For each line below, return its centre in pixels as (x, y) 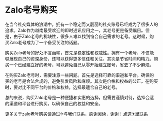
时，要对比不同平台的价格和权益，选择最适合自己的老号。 (62, 87)
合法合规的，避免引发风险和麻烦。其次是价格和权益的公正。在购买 (92, 81)
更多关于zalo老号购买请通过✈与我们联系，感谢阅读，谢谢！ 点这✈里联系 (76, 114)
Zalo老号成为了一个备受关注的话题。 (45, 42)
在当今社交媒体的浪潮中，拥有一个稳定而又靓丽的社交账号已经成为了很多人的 (81, 24)
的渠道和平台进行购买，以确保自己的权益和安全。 (54, 103)
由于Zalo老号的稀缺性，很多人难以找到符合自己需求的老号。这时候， (81, 36)
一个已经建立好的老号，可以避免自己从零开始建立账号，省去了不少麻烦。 (81, 65)
